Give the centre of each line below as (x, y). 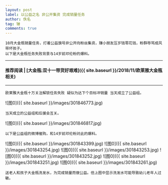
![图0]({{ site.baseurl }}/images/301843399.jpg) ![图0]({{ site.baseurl (76, 144)
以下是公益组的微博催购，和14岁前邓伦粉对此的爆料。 (52, 134)
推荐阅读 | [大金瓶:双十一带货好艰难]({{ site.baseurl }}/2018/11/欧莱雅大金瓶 (84, 70)
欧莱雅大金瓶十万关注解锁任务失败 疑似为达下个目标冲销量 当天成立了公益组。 (74, 93)
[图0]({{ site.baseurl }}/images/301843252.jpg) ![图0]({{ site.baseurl (75, 156)
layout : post (19, 10)
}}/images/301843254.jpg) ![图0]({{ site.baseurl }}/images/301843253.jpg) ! (83, 150)
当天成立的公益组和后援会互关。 (33, 113)
